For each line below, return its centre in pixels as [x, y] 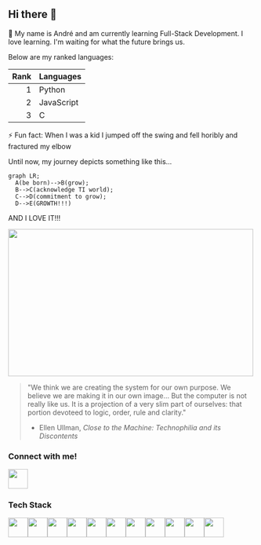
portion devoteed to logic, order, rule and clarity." [107, 412]
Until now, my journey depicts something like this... [90, 161]
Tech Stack [30, 505]
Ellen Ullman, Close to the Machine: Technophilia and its [130, 427]
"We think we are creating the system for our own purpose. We [129, 387]
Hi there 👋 [33, 15]
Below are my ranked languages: [61, 57]
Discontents [58, 436]
